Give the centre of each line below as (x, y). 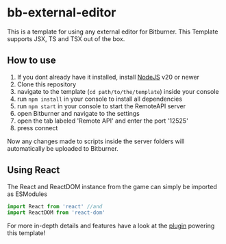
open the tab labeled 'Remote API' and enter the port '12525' (102, 121)
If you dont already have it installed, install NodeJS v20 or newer (108, 77)
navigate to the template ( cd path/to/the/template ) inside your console (118, 91)
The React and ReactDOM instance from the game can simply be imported (112, 186)
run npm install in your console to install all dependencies (100, 99)
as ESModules (27, 194)
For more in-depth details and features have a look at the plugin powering (111, 226)
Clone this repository (47, 84)
